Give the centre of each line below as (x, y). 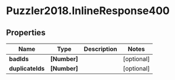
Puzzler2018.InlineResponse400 (88, 11)
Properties (26, 33)
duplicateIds (27, 69)
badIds (19, 59)
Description (100, 49)
